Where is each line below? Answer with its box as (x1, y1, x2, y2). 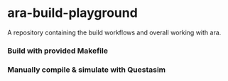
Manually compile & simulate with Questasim (7, 65, 166, 75)
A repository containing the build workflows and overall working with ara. (7, 28, 222, 37)
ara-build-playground (7, 5, 139, 21)
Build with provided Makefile (7, 46, 109, 56)
